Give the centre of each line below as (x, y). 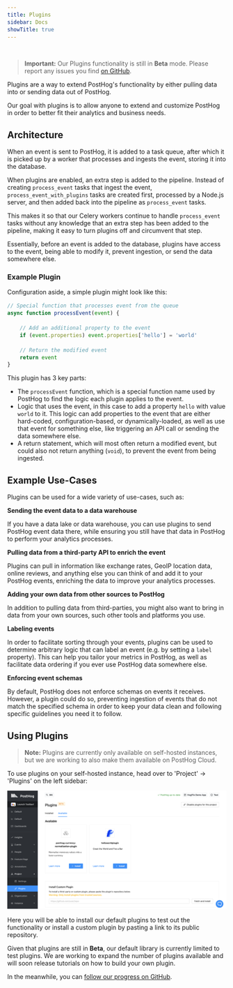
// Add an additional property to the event (85, 328)
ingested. (31, 458)
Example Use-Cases (52, 480)
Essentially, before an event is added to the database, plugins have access (114, 244)
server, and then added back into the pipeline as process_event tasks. (107, 202)
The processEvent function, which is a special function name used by (116, 391)
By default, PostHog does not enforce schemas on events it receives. (106, 691)
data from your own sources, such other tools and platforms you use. (106, 615)
